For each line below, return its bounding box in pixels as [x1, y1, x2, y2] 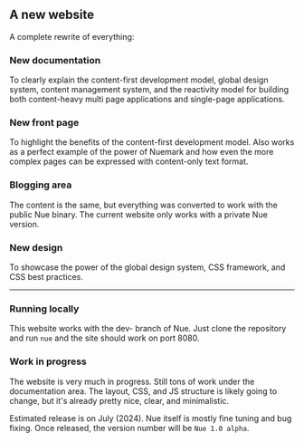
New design [9, 241, 63, 254]
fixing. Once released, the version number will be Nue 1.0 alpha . [9, 422, 250, 433]
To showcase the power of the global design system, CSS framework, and [9, 262, 286, 273]
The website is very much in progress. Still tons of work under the [9, 376, 255, 387]
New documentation [9, 53, 101, 66]
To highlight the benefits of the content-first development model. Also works [9, 137, 295, 148]
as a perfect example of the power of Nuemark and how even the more [9, 147, 274, 158]
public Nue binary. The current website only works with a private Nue [9, 208, 269, 220]
